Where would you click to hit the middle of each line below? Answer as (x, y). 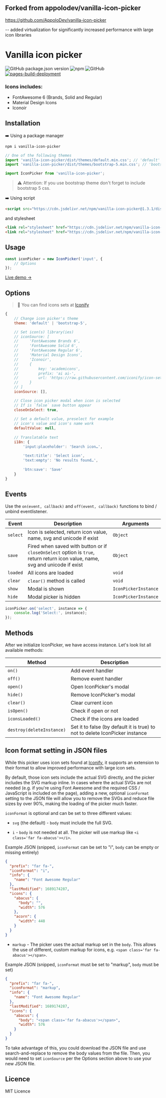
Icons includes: (24, 86)
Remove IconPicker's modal (103, 695)
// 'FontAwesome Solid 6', (46, 346)
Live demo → (19, 277)
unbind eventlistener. (26, 511)
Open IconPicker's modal (100, 686)
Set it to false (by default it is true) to (113, 727)
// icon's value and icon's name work (54, 424)
